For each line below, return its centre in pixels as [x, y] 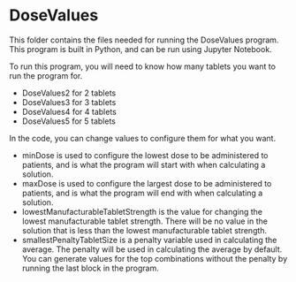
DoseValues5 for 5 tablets [69, 121]
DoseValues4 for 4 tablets [69, 111]
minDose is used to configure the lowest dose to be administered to [145, 155]
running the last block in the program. [90, 268]
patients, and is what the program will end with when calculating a [142, 193]
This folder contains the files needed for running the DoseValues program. [144, 40]
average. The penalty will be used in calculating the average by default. [152, 249]
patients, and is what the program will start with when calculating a [144, 164]
